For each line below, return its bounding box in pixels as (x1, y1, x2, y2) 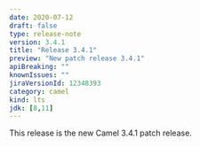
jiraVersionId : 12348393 (9, 79, 101, 88)
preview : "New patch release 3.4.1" (9, 54, 145, 63)
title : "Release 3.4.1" (9, 46, 98, 55)
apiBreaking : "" (9, 63, 69, 72)
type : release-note (9, 29, 82, 38)
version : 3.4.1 (9, 37, 66, 47)
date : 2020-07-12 (9, 12, 74, 22)
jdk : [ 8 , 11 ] (9, 104, 53, 112)
